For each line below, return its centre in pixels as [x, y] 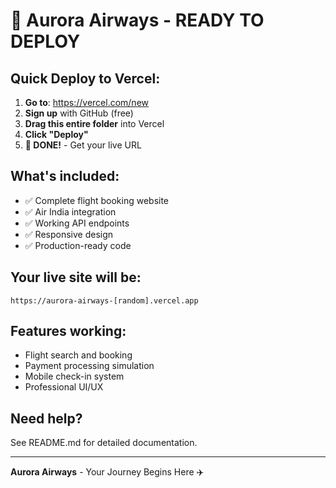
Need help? [46, 418]
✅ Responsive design [69, 234]
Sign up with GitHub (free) [79, 113]
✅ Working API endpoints [77, 223]
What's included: [65, 176]
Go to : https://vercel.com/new [87, 102]
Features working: [68, 331]
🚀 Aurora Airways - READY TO [137, 20]
